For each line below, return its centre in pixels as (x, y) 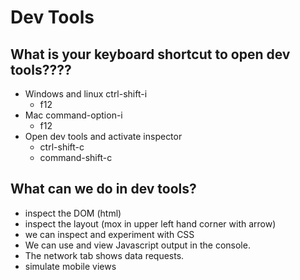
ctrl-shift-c (62, 147)
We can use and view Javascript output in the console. (137, 245)
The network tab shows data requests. (104, 255)
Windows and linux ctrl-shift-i (86, 94)
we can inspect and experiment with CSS (109, 234)
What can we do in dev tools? (103, 189)
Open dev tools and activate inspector (103, 136)
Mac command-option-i (73, 115)
